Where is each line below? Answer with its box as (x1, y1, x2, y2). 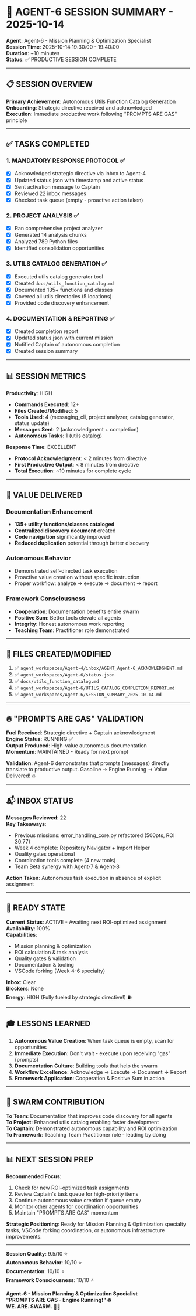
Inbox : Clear (6, 978, 36, 985)
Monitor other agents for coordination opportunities (14, 1203, 139, 1210)
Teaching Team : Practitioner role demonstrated (14, 627, 129, 634)
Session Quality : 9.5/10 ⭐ (6, 1250, 68, 1257)
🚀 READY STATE (6, 903, 65, 913)
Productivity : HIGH (6, 390, 52, 397)
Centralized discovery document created (14, 527, 116, 534)
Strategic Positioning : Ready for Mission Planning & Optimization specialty (6, 1220, 187, 1227)
